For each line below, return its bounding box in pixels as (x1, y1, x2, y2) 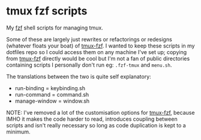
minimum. (6, 128, 31, 135)
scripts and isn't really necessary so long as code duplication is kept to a (6, 121, 186, 129)
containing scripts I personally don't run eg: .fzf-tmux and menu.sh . (6, 61, 172, 68)
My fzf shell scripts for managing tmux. (6, 24, 103, 31)
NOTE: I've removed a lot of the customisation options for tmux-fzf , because (6, 109, 195, 116)
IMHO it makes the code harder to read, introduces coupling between (6, 115, 178, 123)
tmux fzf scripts (6, 4, 88, 18)
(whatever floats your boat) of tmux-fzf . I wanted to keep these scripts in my (6, 42, 195, 49)
